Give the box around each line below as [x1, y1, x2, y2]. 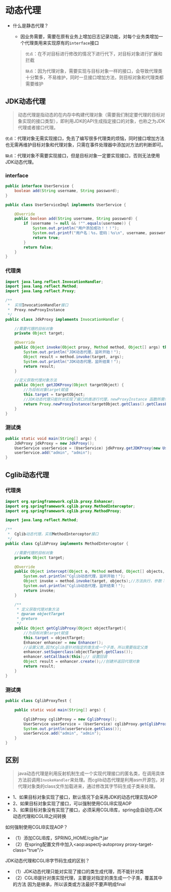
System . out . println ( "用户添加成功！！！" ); [32, 226, 120, 231]
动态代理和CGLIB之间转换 [12, 813, 67, 819]
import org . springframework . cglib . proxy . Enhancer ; [5, 499, 115, 504]
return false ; [23, 245, 53, 250]
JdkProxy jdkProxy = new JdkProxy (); [14, 440, 95, 446]
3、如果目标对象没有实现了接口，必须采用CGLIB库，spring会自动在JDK [12, 807, 163, 813]
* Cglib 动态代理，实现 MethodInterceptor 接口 [7, 532, 99, 537]
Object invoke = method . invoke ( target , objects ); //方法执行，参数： [23, 578, 166, 584]
